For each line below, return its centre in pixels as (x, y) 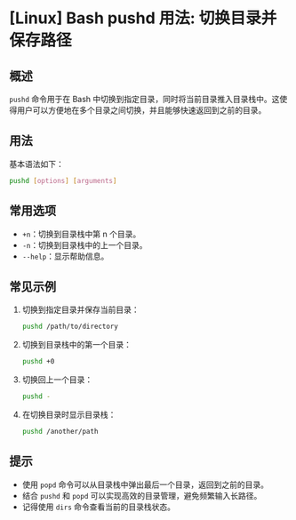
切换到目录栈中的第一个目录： (76, 345)
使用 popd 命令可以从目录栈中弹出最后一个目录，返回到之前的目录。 (145, 484)
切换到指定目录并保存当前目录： (80, 310)
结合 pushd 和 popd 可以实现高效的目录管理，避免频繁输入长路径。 (142, 495)
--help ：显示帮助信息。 (65, 256)
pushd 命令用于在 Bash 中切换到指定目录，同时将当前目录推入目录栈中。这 (144, 99)
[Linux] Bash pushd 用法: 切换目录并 (143, 18)
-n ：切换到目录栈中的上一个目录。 (85, 244)
